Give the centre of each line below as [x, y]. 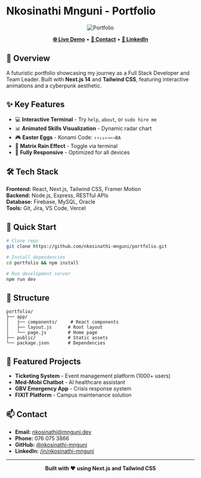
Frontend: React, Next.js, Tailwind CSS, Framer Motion [74, 189]
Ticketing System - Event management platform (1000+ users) [93, 376]
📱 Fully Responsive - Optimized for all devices [72, 152]
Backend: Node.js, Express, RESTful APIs [57, 195]
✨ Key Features [35, 105]
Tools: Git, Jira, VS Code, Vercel [46, 208]
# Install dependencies [36, 257]
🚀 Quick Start [31, 227]
